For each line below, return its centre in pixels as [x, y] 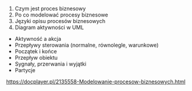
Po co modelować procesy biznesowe [61, 15]
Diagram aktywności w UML [49, 27]
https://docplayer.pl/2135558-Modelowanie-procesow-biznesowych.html [96, 82]
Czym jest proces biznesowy [50, 9]
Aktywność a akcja [38, 39]
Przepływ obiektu [36, 58]
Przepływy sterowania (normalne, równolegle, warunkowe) [86, 45]
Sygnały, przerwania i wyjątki [51, 64]
